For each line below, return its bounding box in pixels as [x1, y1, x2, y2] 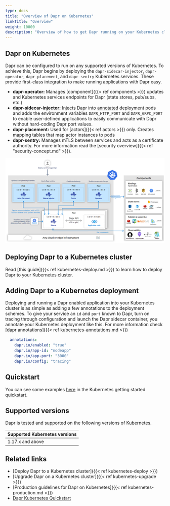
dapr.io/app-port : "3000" [14, 353, 69, 358]
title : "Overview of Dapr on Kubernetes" [5, 13, 94, 19]
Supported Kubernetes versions [7, 431, 77, 437]
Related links [5, 455, 47, 463]
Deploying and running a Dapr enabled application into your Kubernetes [5, 300, 155, 306]
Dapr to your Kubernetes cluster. [5, 272, 73, 278]
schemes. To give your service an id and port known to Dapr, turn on [5, 310, 150, 317]
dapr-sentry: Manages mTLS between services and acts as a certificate [12, 137, 163, 143]
